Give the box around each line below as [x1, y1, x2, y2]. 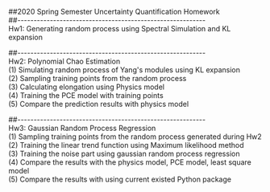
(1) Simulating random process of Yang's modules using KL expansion [8, 65, 240, 75]
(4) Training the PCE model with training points [8, 91, 164, 100]
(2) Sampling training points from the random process [8, 74, 187, 83]
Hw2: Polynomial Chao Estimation [8, 56, 121, 66]
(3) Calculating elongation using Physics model [8, 82, 165, 92]
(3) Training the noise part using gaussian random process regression [8, 149, 240, 158]
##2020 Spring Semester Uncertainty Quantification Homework [8, 7, 220, 16]
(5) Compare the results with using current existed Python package [8, 174, 232, 184]
